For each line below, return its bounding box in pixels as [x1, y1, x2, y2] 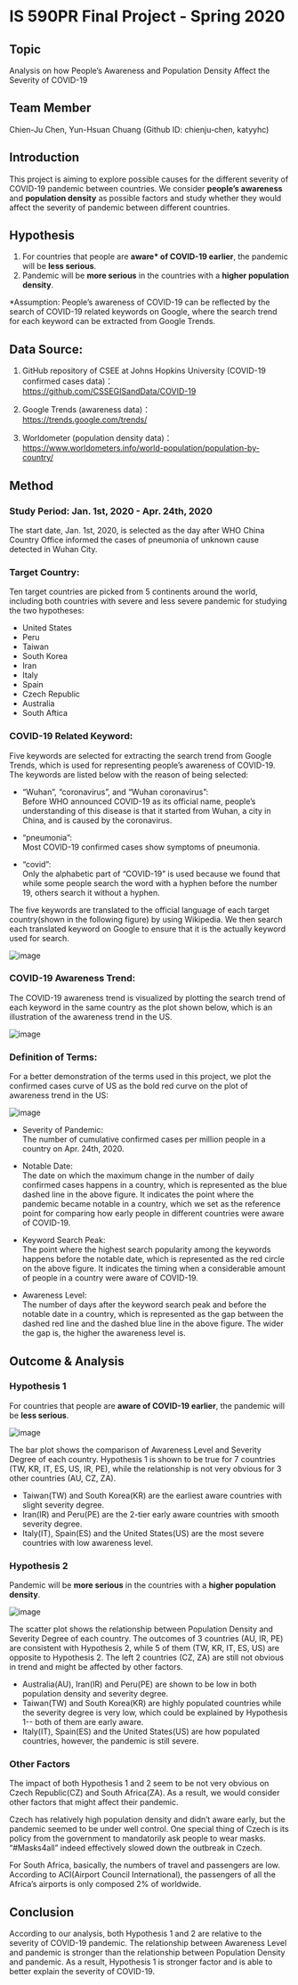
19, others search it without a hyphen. [21, 887, 160, 898]
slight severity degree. [21, 1499, 105, 1510]
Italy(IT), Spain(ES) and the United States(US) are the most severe [21, 1527, 264, 1538]
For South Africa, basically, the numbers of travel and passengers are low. [9, 1859, 280, 1871]
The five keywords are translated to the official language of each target [9, 904, 270, 915]
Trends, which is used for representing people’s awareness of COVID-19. [9, 760, 276, 770]
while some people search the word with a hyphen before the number [21, 877, 278, 888]
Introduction [9, 150, 80, 166]
